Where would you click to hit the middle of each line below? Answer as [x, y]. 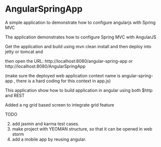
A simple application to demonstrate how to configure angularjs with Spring [80, 22]
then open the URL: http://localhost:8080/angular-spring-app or [69, 61]
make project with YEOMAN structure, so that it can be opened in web [82, 129]
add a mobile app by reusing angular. [49, 139]
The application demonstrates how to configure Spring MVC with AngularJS [81, 37]
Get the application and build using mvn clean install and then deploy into [78, 46]
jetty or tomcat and [24, 52]
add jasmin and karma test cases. [46, 124]
